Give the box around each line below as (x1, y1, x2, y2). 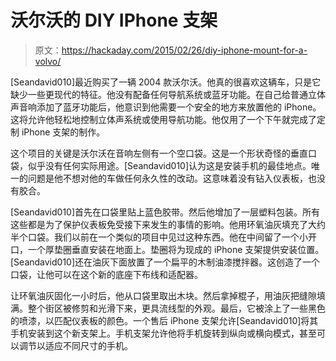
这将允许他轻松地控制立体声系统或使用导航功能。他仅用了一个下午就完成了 (10, 113, 317, 125)
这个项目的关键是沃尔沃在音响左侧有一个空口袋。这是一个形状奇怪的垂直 (10, 147, 308, 159)
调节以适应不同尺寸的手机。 (18, 339, 133, 351)
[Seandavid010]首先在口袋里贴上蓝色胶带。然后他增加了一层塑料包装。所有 (10, 206, 321, 218)
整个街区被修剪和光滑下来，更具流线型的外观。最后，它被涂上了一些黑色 (27, 302, 326, 314)
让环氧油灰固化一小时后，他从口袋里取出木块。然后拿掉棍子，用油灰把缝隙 (10, 289, 317, 301)
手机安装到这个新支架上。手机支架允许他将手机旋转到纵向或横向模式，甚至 (10, 327, 317, 339)
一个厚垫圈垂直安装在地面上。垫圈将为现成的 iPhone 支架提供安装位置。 (27, 243, 325, 255)
